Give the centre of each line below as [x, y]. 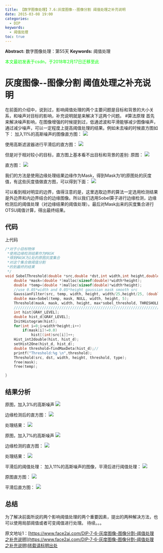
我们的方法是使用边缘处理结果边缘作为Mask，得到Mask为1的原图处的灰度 [78, 175]
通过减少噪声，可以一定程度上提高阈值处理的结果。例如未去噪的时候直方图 [79, 128]
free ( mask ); [26, 362]
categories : [17, 19]
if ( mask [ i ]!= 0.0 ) [40, 330]
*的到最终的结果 [21, 267]
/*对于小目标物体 [20, 249]
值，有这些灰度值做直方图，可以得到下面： [48, 181]
